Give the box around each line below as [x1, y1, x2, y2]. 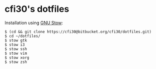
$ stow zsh [4, 59, 27, 65]
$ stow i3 [4, 42, 25, 47]
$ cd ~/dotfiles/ [4, 34, 41, 38]
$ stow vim [4, 51, 27, 56]
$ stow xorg [4, 55, 29, 60]
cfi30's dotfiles [4, 3, 70, 15]
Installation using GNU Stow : [4, 20, 63, 26]
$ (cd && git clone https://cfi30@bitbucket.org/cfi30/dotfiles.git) [4, 29, 152, 34]
